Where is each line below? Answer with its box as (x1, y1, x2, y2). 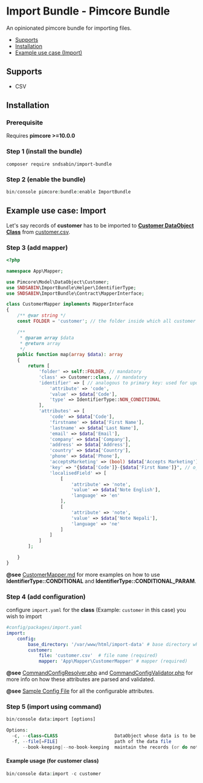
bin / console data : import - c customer (6, 771, 101, 777)
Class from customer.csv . (6, 228, 71, 235)
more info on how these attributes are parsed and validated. (6, 676, 155, 683)
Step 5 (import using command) (6, 702, 101, 711)
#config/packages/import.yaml (6, 625, 83, 631)
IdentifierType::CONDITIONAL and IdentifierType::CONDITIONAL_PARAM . (6, 577, 196, 585)
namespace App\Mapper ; (6, 268, 63, 274)
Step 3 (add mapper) (6, 243, 68, 252)
